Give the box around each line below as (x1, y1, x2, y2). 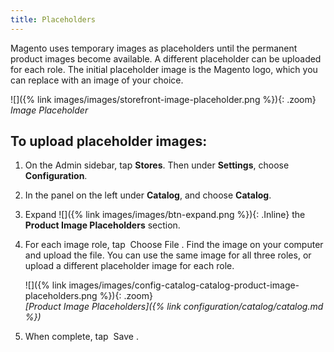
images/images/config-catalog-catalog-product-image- (68, 279, 300, 291)
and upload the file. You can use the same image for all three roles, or (24, 249, 312, 261)
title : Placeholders (10, 14, 97, 25)
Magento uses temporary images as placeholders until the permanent (10, 42, 298, 54)
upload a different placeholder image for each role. (24, 260, 235, 272)
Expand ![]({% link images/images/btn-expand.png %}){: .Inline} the (24, 209, 306, 221)
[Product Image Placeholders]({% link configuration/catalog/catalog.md (24, 301, 324, 313)
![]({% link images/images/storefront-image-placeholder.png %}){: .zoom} (10, 93, 317, 105)
